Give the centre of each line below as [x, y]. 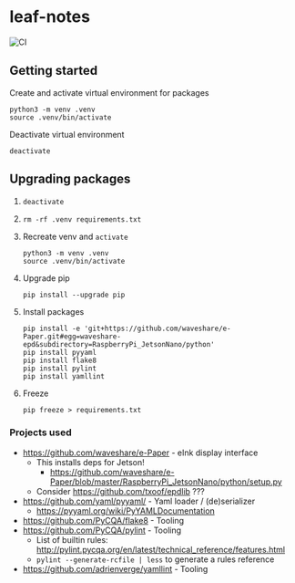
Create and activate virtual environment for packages [109, 92]
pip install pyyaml [60, 352]
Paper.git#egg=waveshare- [71, 336]
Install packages [53, 311]
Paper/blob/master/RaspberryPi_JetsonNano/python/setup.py [166, 482]
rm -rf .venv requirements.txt [82, 219]
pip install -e [51, 328]
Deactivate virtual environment [67, 134]
